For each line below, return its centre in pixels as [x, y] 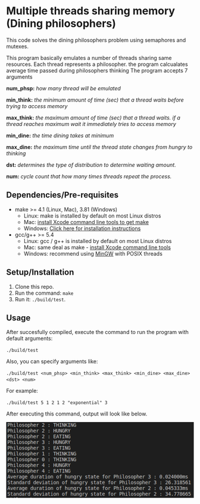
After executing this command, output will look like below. [77, 414]
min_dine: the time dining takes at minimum [60, 136]
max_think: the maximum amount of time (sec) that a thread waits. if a [93, 118]
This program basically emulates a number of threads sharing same [89, 58]
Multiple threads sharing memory [91, 11]
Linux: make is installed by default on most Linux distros [92, 216]
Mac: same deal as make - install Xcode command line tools [97, 247]
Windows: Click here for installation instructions [82, 228]
